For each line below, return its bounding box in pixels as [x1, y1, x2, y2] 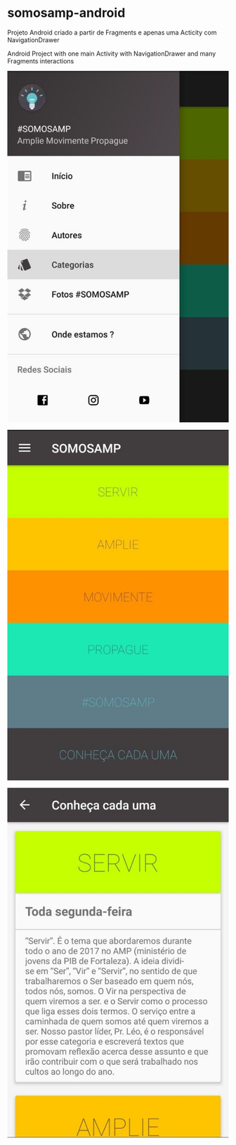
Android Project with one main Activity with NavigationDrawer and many [7, 49, 216, 58]
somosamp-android [7, 5, 126, 21]
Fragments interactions [7, 56, 74, 65]
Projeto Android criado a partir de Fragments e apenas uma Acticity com [7, 28, 217, 37]
